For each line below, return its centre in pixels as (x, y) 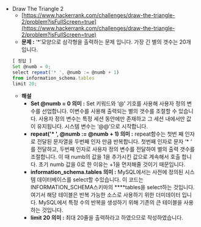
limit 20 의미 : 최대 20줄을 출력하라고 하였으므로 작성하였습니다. (107, 218)
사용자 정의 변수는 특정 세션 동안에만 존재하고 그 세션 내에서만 (112, 119)
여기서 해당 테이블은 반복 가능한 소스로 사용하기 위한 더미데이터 (105, 195)
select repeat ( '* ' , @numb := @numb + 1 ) (66, 72)
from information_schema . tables (53, 78)
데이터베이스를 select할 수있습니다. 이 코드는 (90, 180)
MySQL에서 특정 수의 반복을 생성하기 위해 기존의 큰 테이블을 (111, 203)
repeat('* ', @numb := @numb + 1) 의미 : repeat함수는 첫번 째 (107, 134)
